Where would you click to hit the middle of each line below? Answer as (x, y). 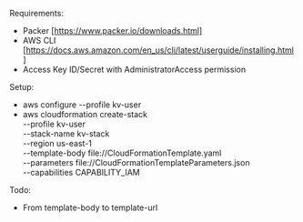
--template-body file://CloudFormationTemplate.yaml (122, 153)
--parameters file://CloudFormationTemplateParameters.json (136, 162)
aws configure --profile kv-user (82, 105)
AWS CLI (39, 40)
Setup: (22, 87)
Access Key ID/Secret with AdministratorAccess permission (134, 69)
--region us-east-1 (57, 143)
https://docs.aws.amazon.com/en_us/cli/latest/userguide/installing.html (160, 50)
